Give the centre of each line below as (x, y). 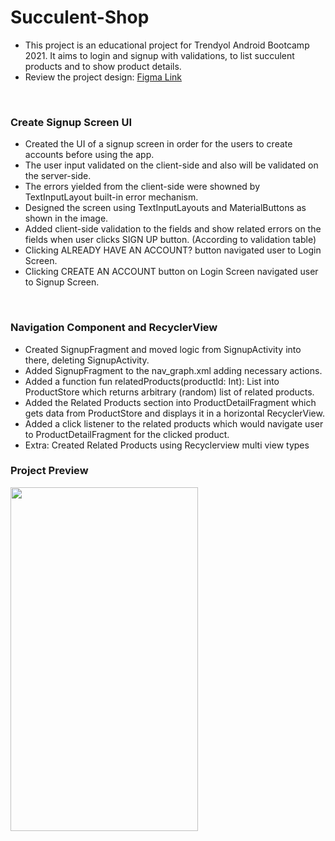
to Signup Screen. (62, 282)
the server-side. (58, 176)
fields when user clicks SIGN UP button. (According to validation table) (170, 240)
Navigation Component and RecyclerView (114, 328)
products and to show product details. (103, 66)
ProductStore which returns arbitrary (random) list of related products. (169, 392)
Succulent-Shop (80, 17)
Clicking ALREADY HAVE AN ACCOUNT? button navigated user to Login (173, 250)
